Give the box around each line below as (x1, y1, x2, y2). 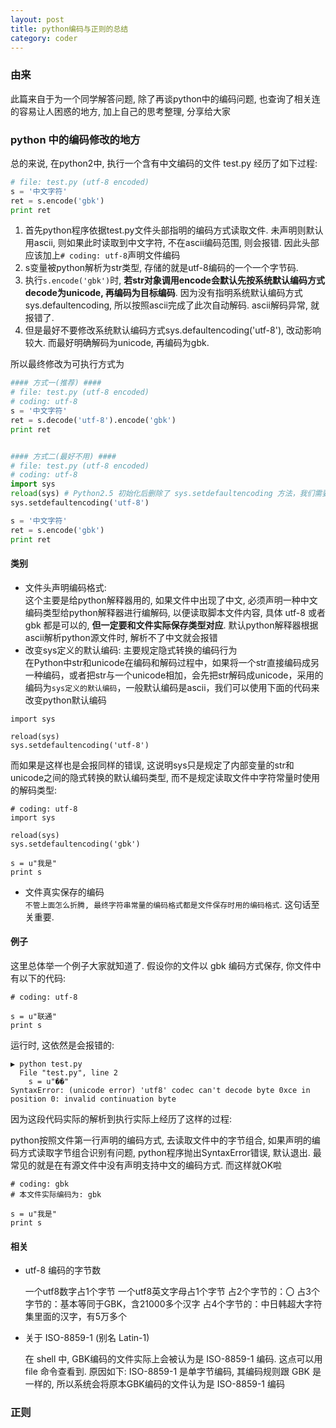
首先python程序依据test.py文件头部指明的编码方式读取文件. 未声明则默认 (24, 224, 324, 236)
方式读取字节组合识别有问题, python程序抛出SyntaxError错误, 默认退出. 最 (18, 1147, 322, 1158)
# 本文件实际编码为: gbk (10, 1190, 102, 1200)
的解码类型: (10, 784, 58, 796)
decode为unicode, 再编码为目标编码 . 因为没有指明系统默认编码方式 (24, 287, 303, 299)
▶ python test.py (10, 1059, 83, 1069)
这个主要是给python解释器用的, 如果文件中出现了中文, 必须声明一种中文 (24, 594, 318, 606)
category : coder (10, 33, 78, 43)
